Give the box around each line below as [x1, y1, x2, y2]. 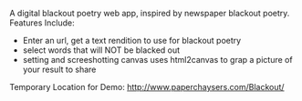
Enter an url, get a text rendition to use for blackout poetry [22, 35, 242, 45]
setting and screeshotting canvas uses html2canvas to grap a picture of [22, 55, 294, 65]
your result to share [22, 64, 97, 75]
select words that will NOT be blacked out [22, 45, 181, 56]
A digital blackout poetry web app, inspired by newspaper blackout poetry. [9, 8, 290, 18]
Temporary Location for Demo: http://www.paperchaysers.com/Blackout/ [9, 82, 285, 92]
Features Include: [9, 17, 75, 28]
